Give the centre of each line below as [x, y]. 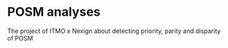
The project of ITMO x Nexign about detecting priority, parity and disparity [114, 31]
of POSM [20, 38]
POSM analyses [54, 12]
